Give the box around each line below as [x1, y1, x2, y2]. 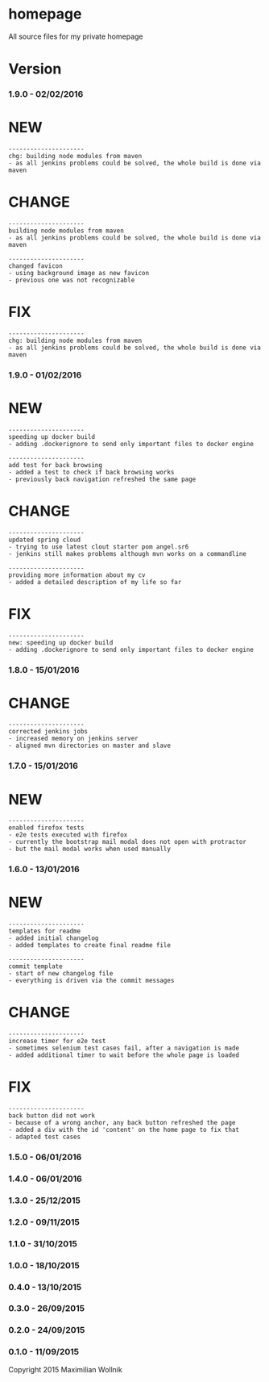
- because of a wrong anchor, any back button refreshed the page [8, 1119, 236, 1127]
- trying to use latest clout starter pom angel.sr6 [8, 542, 189, 551]
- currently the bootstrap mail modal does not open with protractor [8, 838, 247, 846]
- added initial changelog [8, 934, 99, 942]
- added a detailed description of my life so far [8, 578, 182, 586]
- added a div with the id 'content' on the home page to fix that [8, 1126, 240, 1134]
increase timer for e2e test [8, 1038, 106, 1046]
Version [8, 60, 62, 78]
